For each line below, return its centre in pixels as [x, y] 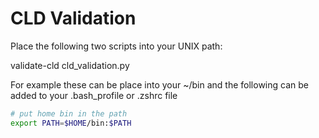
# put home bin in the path [69, 113]
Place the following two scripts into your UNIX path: [116, 46]
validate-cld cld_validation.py [70, 65]
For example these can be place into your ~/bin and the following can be [159, 84]
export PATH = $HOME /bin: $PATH [71, 123]
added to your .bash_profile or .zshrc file [94, 95]
